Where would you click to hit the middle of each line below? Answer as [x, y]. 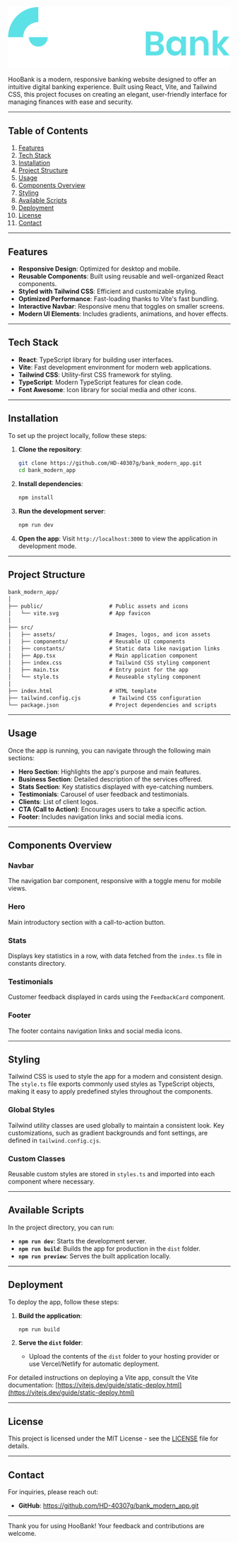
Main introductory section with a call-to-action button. [87, 922]
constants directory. [37, 963]
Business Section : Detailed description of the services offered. [110, 779]
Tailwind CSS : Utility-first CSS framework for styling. [95, 374]
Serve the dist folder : [50, 1343]
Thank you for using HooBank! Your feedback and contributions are [106, 1526]
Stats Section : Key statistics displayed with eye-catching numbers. [116, 786]
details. [19, 1446]
